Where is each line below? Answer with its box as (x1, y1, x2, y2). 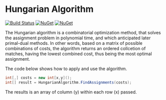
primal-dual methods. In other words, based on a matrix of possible (5, 40, 143, 46)
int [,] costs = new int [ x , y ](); (5, 75, 72, 80)
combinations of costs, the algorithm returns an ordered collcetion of (5, 45, 146, 51)
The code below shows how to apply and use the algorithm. (5, 66, 127, 72)
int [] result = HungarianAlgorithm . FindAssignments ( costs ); (5, 80, 132, 85)
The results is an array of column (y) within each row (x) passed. (5, 89, 137, 95)
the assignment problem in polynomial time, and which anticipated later (5, 35, 151, 41)
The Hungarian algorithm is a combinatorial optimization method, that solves (5, 29, 161, 35)
